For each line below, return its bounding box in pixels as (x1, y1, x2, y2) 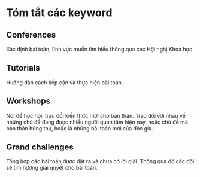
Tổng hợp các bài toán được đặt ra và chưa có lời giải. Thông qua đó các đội (6, 158, 195, 165)
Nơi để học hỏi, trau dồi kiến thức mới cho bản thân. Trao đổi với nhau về (6, 112, 186, 119)
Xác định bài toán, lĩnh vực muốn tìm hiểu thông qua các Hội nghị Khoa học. (6, 45, 194, 53)
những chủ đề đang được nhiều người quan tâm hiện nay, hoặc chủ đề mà (6, 118, 189, 126)
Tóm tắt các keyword (6, 6, 113, 20)
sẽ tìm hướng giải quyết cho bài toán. (6, 164, 98, 172)
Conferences (6, 30, 56, 40)
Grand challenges (6, 142, 74, 152)
